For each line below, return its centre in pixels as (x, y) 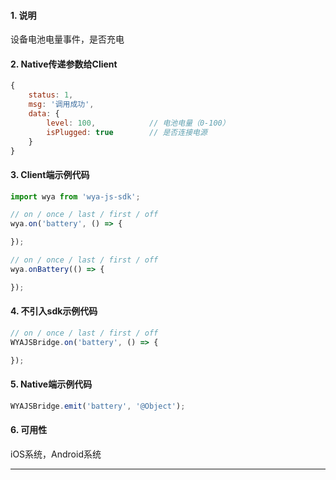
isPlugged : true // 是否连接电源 (127, 132)
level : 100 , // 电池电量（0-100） (138, 123)
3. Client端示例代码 (50, 174)
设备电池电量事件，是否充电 (67, 39)
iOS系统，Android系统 (56, 454)
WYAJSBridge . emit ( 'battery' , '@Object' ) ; (98, 406)
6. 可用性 (29, 430)
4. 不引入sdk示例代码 (54, 311)
